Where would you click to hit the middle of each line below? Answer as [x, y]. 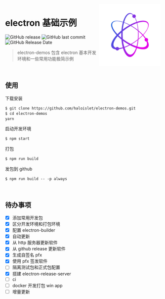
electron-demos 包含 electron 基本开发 [57, 52]
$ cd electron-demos [26, 113]
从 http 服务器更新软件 [35, 243]
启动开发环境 [18, 129]
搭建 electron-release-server [41, 274]
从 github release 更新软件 [39, 249]
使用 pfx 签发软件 [30, 261]
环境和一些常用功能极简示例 [45, 58]
